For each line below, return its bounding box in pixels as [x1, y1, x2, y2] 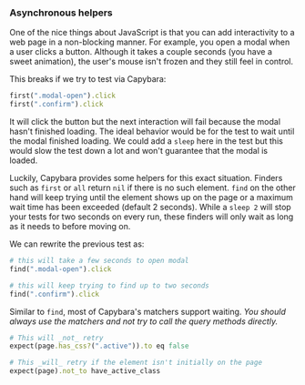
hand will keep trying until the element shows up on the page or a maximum [9, 192, 294, 203]
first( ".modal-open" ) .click [9, 91, 117, 101]
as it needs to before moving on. [9, 221, 131, 232]
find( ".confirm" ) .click [9, 289, 100, 299]
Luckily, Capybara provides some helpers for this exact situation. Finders [9, 173, 283, 184]
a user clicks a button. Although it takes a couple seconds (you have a [9, 46, 273, 57]
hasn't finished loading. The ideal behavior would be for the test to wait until [9, 126, 295, 137]
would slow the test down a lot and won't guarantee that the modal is [9, 146, 269, 157]
